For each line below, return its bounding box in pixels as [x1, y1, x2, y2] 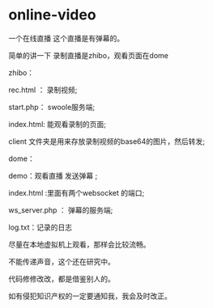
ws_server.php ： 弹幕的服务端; [8, 205, 113, 215]
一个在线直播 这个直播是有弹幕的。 [8, 33, 124, 43]
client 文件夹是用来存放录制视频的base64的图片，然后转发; [8, 136, 205, 146]
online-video [8, 6, 96, 24]
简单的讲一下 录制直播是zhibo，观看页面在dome [8, 50, 168, 60]
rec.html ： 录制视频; [8, 85, 78, 95]
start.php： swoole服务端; [8, 102, 96, 112]
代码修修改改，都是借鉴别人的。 [8, 273, 115, 284]
